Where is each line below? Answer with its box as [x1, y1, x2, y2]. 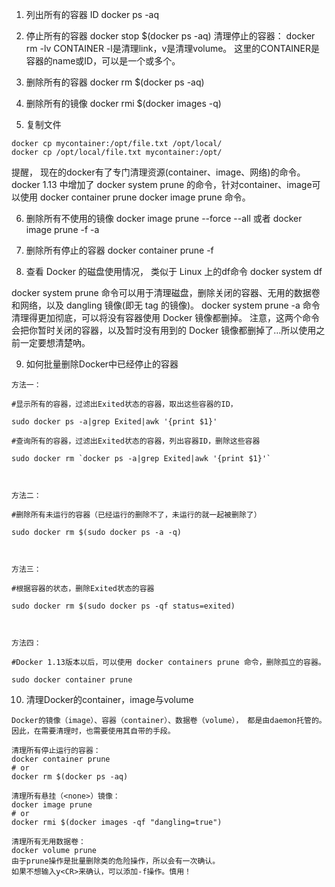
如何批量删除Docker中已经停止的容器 [25, 358, 179, 370]
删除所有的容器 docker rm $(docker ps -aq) [25, 76, 205, 88]
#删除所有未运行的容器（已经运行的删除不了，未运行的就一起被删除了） [11, 510, 262, 520]
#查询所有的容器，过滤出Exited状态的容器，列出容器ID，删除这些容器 [11, 436, 261, 446]
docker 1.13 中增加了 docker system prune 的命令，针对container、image [11, 179, 313, 190]
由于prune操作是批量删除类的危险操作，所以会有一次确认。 [11, 856, 221, 866]
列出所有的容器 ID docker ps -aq [25, 9, 160, 20]
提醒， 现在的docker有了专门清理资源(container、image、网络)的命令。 [11, 166, 306, 178]
